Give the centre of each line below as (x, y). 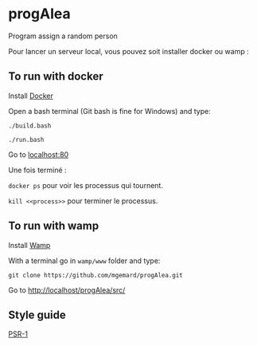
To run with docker (56, 77)
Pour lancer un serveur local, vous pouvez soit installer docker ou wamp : (128, 51)
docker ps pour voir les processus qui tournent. (86, 185)
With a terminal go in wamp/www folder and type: (84, 261)
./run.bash (26, 140)
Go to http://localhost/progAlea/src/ (67, 290)
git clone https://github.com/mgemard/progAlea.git (95, 275)
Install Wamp (29, 245)
